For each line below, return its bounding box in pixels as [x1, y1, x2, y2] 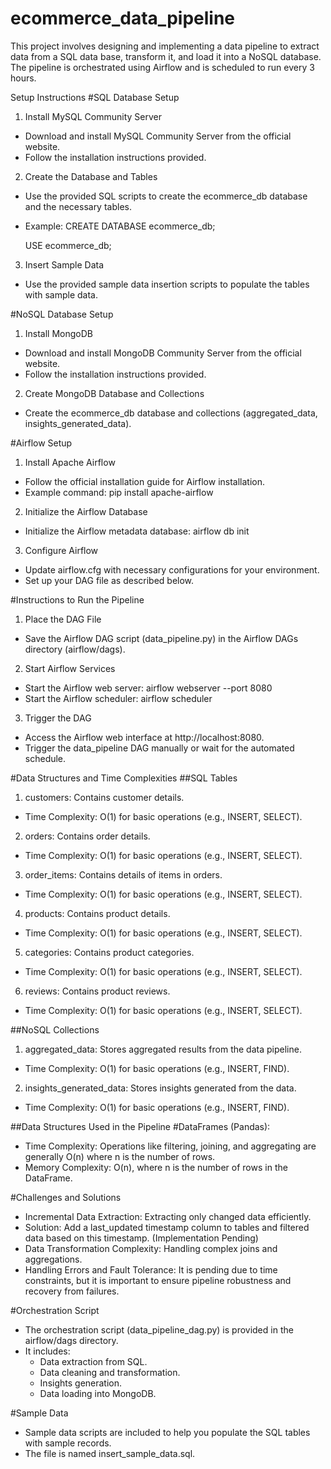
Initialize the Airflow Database [24, 505, 148, 517]
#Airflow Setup [10, 437, 73, 449]
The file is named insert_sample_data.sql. [24, 1447, 196, 1459]
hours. [10, 72, 37, 84]
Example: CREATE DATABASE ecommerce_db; [24, 220, 216, 232]
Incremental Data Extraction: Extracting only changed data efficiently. [24, 1210, 312, 1222]
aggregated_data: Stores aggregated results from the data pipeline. [24, 1043, 302, 1055]
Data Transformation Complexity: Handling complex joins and [24, 1242, 278, 1254]
